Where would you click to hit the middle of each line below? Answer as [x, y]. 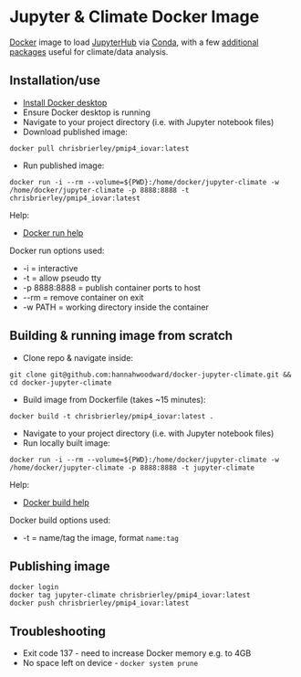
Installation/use [55, 81]
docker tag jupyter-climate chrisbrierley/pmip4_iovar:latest [130, 596]
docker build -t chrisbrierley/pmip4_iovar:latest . [112, 416]
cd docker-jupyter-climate [61, 382]
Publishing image [60, 566]
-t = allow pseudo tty [62, 278]
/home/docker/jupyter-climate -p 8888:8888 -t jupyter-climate [132, 468]
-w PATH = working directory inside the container [116, 307]
